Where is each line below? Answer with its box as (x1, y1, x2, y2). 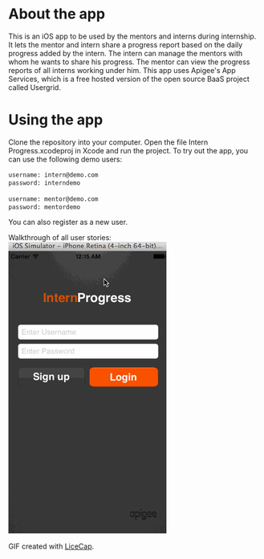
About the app (8, 5, 106, 23)
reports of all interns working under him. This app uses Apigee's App (8, 65, 237, 75)
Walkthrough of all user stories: (8, 232, 112, 242)
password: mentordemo (8, 202, 81, 211)
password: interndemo (8, 178, 81, 187)
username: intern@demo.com (8, 170, 99, 179)
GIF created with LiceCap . (8, 541, 95, 551)
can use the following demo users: (8, 154, 123, 164)
